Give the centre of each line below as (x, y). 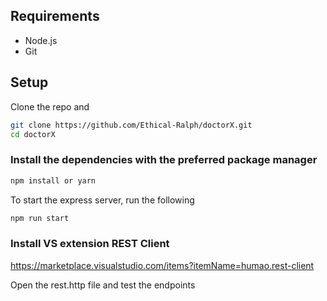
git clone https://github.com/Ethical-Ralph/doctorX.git (131, 125)
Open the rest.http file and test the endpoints (103, 285)
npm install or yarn (53, 180)
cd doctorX (33, 134)
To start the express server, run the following (102, 200)
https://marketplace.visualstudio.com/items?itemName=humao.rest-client (162, 265)
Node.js (41, 40)
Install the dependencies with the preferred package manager (164, 160)
